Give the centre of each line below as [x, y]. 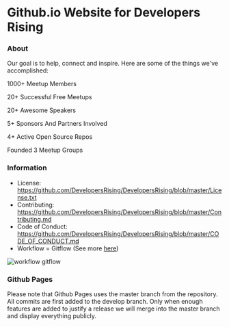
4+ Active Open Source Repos [50, 137]
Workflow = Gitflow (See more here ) [68, 248]
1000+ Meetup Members [42, 84]
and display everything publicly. [52, 316]
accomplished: [28, 70]
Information [27, 168]
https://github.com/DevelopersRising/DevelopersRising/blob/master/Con [119, 212]
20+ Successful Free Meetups [50, 97]
